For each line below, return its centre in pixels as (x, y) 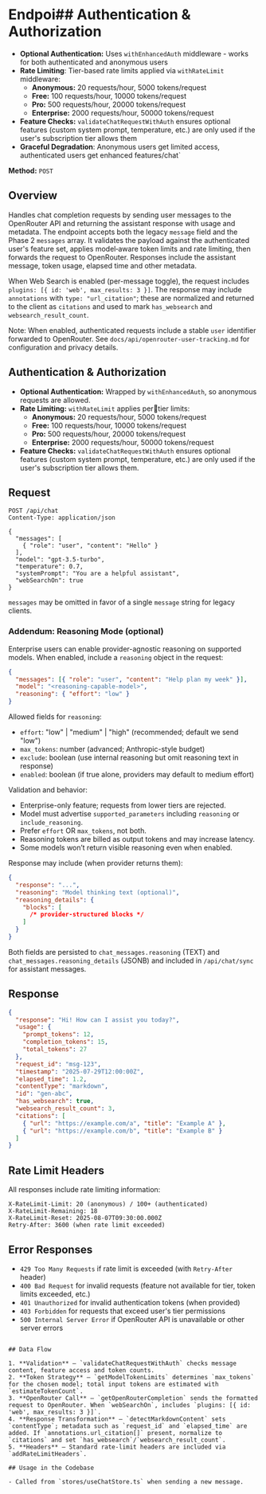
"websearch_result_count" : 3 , (65, 1109)
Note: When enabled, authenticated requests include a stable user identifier (132, 330)
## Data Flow (30, 1349)
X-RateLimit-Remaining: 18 (53, 1211)
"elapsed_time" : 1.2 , (51, 1079)
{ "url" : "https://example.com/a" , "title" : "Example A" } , (124, 1123)
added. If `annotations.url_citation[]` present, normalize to (115, 1433)
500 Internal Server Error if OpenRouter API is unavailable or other (132, 1319)
